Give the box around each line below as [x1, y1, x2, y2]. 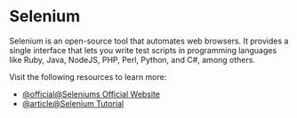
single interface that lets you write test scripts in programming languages [9, 44, 277, 55]
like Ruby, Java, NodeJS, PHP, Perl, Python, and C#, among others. [9, 54, 256, 65]
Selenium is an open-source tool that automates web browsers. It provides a [9, 35, 289, 46]
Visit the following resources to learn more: [9, 71, 167, 82]
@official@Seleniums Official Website [21, 89, 161, 99]
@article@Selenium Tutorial [21, 98, 124, 108]
